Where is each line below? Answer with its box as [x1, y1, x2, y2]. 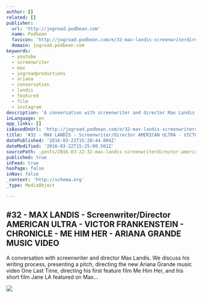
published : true [6, 154, 47, 160]
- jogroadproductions [11, 70, 66, 76]
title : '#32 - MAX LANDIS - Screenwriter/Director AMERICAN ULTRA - [6, 132, 182, 138]
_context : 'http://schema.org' [6, 177, 85, 183]
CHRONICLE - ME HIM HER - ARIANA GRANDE [6, 229, 182, 239]
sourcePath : [6, 149, 36, 155]
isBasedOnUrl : [6, 126, 42, 132]
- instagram [11, 104, 42, 110]
